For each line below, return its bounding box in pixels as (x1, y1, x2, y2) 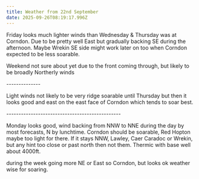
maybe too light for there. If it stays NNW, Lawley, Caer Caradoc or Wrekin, (6, 134, 193, 142)
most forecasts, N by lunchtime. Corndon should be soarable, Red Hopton (6, 128, 191, 135)
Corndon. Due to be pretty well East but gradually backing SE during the (6, 37, 186, 45)
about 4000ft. (6, 148, 41, 155)
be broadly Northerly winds (6, 68, 74, 76)
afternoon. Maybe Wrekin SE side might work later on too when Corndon (6, 44, 188, 51)
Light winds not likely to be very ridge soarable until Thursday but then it (6, 92, 187, 99)
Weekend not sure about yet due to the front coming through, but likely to (6, 62, 189, 70)
